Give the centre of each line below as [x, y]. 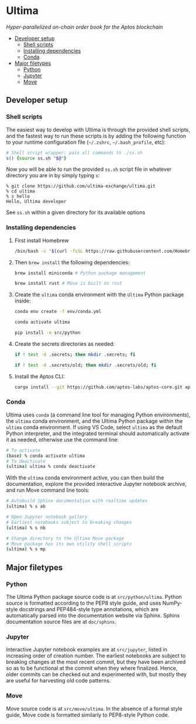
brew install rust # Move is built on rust [68, 284]
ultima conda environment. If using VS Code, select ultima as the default [94, 427]
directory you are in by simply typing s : [53, 175]
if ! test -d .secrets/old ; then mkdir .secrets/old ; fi [85, 365]
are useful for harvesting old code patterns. [59, 681]
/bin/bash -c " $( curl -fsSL [49, 251]
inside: [23, 301]
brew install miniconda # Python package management [80, 273]
